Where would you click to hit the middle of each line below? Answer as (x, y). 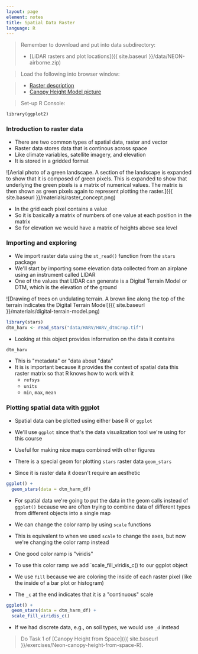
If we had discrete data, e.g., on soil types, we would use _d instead (97, 627)
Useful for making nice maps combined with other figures (85, 449)
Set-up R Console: (43, 103)
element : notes (25, 17)
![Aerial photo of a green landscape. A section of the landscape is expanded (99, 172)
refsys (32, 380)
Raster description (52, 86)
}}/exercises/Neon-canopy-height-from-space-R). (82, 645)
